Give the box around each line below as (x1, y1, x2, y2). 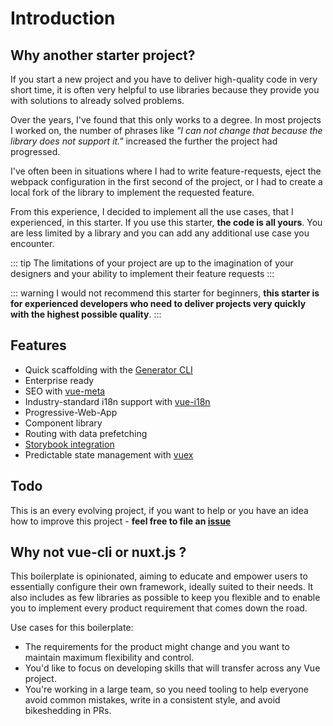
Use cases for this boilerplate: (10, 622, 134, 634)
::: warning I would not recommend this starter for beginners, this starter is (10, 287, 320, 299)
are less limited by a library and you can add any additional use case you (10, 227, 310, 239)
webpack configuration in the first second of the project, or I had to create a (10, 176, 323, 187)
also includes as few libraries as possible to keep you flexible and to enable (10, 592, 321, 604)
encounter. (10, 238, 55, 249)
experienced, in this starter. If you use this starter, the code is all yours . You (10, 217, 323, 228)
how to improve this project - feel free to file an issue (10, 515, 232, 527)
